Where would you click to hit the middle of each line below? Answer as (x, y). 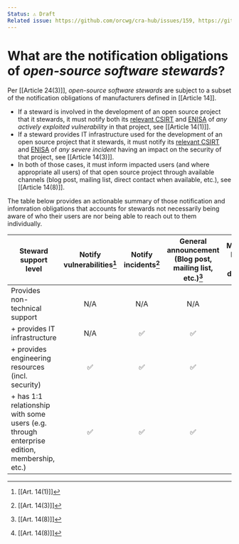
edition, (23, 449)
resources (28, 367)
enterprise (28, 440)
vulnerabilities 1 (90, 265)
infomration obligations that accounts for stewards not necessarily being (113, 209)
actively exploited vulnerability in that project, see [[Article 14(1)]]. (114, 127)
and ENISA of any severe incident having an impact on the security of (119, 149)
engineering (31, 358)
